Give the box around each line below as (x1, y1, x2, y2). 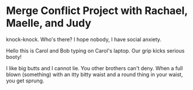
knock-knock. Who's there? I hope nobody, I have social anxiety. (6, 36, 162, 43)
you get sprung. (6, 77, 44, 84)
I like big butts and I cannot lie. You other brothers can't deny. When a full (6, 64, 183, 71)
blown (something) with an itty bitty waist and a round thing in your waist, (6, 71, 183, 78)
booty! (6, 53, 22, 60)
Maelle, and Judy (6, 16, 92, 30)
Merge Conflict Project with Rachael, (6, 4, 188, 18)
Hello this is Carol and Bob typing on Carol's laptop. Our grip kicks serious (6, 47, 185, 54)
